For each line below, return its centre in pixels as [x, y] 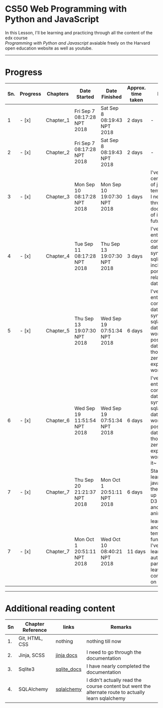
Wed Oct [111, 539]
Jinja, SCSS [32, 655]
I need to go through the [114, 652]
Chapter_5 [58, 330]
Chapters [58, 94]
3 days [135, 256]
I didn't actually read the [114, 680]
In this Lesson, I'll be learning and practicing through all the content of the [79, 33]
